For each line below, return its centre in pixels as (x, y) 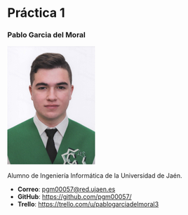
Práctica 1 (36, 13)
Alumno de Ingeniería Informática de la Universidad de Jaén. (95, 175)
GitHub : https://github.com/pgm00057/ (74, 196)
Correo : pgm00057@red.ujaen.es (66, 189)
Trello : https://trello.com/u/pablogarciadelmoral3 (88, 204)
